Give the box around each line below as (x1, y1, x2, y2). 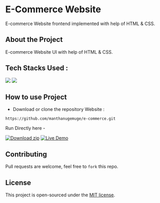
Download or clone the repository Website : (12, 106, 105, 112)
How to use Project (5, 93, 67, 101)
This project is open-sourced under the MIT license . (5, 192, 115, 198)
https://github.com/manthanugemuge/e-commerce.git (5, 116, 116, 121)
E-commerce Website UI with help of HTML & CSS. (5, 49, 113, 55)
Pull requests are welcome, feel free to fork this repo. (5, 164, 118, 170)
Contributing (5, 150, 47, 159)
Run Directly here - (5, 125, 46, 131)
